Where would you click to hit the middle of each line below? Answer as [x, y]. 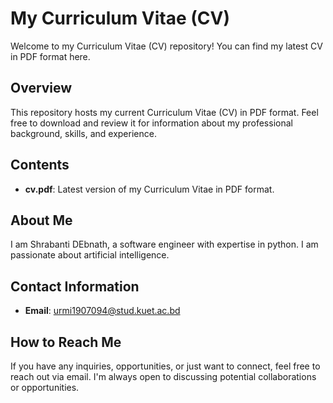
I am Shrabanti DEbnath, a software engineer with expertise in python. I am [164, 244]
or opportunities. [45, 387]
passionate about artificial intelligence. [90, 255]
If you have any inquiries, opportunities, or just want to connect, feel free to [165, 366]
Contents [40, 165]
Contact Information [75, 286]
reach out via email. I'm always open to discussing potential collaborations [163, 376]
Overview [41, 88]
